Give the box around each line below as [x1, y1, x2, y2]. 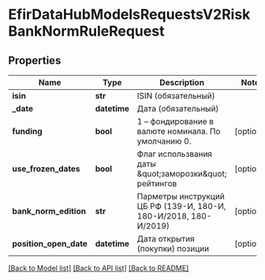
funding [12, 126, 43, 136]
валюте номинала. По [136, 126, 221, 136]
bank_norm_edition [12, 206, 87, 216]
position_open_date [12, 238, 88, 249]
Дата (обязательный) [136, 103, 219, 114]
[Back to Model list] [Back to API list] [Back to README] [8, 263, 189, 273]
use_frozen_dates [12, 163, 80, 174]
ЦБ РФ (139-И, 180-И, [136, 201, 226, 211]
